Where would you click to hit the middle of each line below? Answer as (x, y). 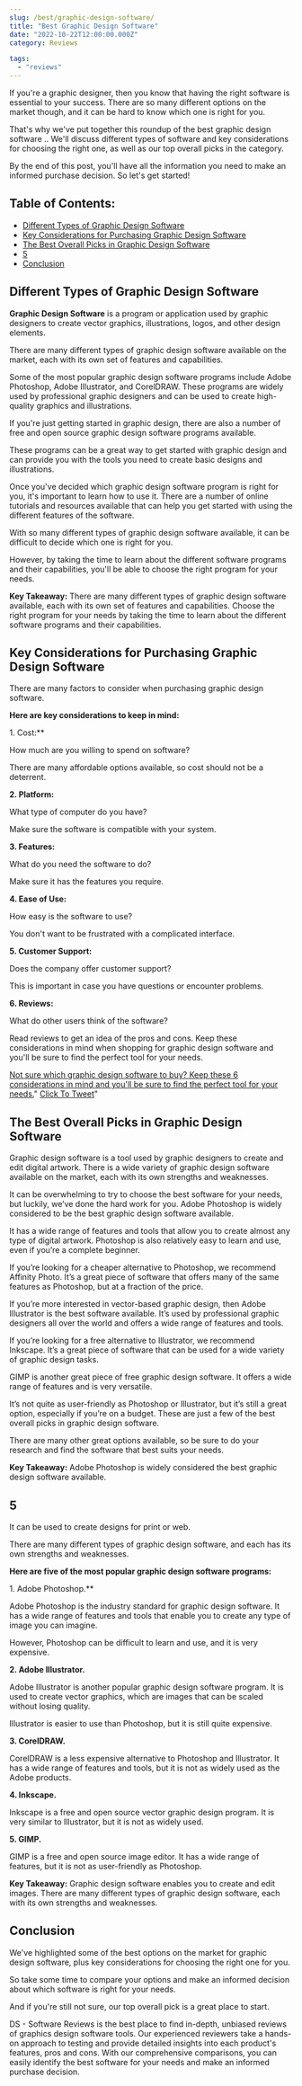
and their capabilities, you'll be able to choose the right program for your (144, 569)
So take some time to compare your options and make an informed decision (150, 1979)
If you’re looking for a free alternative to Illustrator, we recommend (132, 1341)
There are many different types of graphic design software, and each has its (151, 1545)
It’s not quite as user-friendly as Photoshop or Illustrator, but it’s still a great (148, 1404)
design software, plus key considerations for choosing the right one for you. (150, 1962)
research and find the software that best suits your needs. (117, 1450)
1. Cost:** (27, 732)
